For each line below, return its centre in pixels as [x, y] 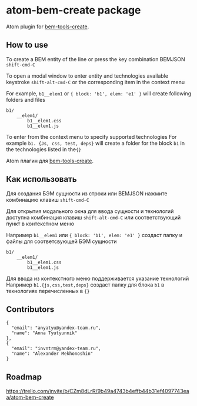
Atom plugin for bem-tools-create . [48, 26]
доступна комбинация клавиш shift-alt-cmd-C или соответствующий [94, 217]
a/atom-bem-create [30, 397]
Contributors [30, 309]
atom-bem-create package [74, 10]
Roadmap [24, 377]
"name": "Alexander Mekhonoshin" [52, 354]
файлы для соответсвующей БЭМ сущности [61, 241]
